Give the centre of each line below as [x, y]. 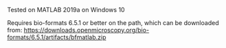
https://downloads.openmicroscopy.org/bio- [87, 30]
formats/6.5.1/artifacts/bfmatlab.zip [57, 37]
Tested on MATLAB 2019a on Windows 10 [66, 10]
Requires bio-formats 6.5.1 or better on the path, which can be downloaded [113, 23]
